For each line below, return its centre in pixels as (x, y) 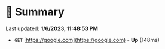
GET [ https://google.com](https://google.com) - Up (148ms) (87, 40)
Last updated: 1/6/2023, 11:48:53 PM (52, 28)
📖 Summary (35, 12)
